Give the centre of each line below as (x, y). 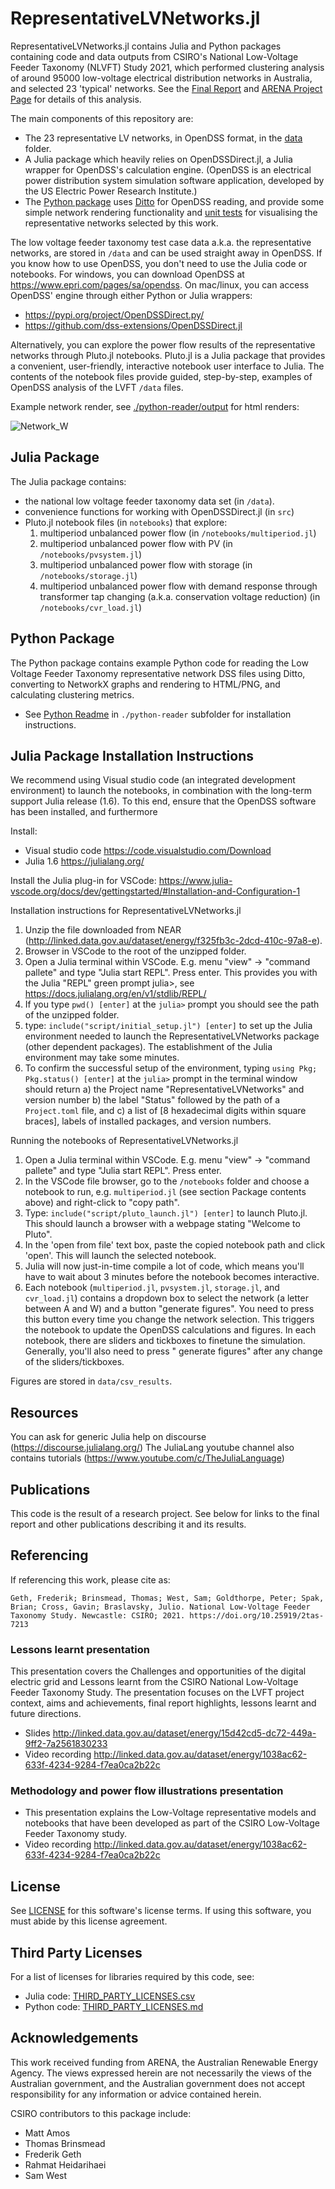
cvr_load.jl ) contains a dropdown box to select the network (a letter (166, 1298)
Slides (37, 1733)
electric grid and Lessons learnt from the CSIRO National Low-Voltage (154, 1682)
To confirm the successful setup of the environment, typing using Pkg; (171, 1068)
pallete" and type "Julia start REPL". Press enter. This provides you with (171, 973)
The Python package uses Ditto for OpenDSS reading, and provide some (174, 201)
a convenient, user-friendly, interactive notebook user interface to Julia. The (167, 366)
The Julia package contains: (68, 481)
